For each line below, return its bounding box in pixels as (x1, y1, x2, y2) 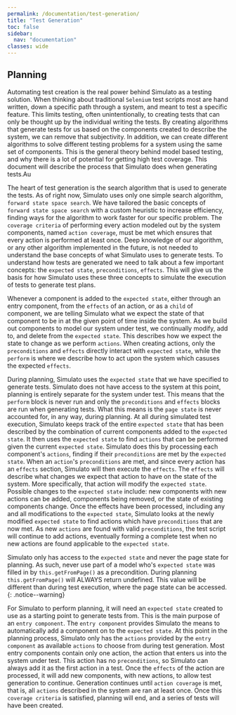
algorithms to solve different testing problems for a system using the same (7, 140, 223, 148)
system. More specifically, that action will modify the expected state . (7, 479, 207, 488)
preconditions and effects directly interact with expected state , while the (7, 346, 221, 355)
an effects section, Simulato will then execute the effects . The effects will (7, 465, 225, 473)
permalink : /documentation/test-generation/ (7, 10, 140, 18)
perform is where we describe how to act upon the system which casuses (7, 354, 220, 362)
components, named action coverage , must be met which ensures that (7, 228, 212, 236)
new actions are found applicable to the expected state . (7, 539, 170, 548)
